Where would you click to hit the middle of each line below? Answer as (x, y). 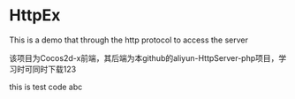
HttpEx (35, 15)
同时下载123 (54, 69)
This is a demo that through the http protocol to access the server (129, 40)
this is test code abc (46, 87)
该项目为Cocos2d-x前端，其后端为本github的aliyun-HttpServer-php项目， (144, 57)
